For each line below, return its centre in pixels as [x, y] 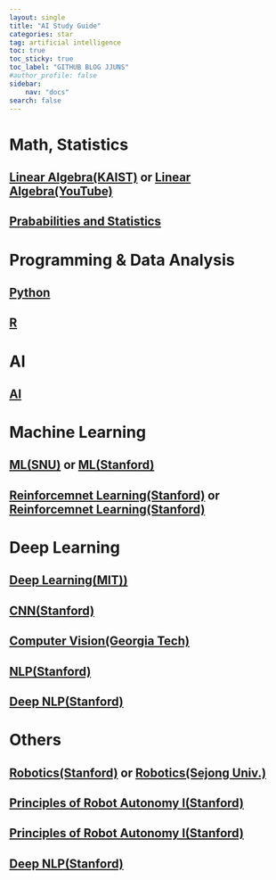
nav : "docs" [47, 92]
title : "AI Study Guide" [55, 26]
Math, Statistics [69, 144]
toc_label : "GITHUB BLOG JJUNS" [69, 68]
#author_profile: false [53, 76]
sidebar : [25, 84]
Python [30, 292]
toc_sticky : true [41, 59]
